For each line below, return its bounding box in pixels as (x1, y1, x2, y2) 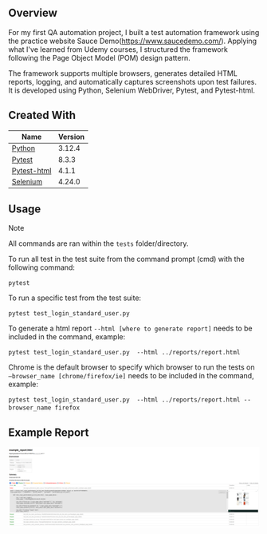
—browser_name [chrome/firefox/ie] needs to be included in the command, (8, 371, 254, 381)
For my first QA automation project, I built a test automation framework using (8, 27, 260, 37)
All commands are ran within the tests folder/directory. (8, 239, 189, 248)
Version (58, 132, 85, 142)
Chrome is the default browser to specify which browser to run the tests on (8, 362, 255, 372)
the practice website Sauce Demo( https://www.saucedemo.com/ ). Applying (8, 36, 257, 45)
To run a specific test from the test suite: (8, 293, 142, 303)
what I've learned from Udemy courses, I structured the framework (8, 44, 229, 54)
